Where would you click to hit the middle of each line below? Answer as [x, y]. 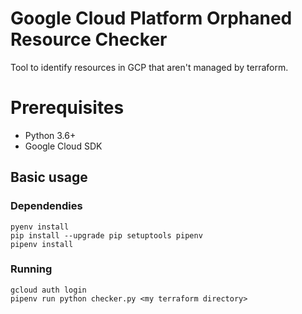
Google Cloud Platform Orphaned [151, 18]
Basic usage [49, 177]
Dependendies [46, 206]
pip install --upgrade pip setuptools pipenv [106, 235]
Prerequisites [67, 108]
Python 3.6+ [50, 135]
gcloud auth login [48, 290]
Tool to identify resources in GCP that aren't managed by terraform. [149, 67]
